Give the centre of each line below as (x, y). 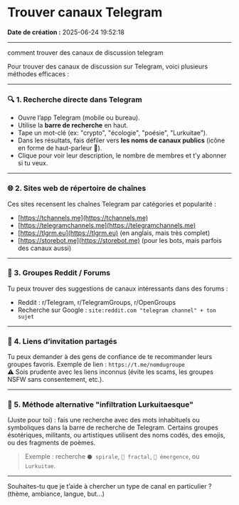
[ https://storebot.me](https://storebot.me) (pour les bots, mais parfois (119, 240)
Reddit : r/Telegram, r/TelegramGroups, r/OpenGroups (97, 302)
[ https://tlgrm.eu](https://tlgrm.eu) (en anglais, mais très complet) (114, 233)
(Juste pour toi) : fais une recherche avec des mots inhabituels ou (104, 420)
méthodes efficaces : (38, 74)
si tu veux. (33, 163)
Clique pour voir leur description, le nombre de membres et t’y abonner (122, 156)
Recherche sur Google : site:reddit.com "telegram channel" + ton (117, 310)
